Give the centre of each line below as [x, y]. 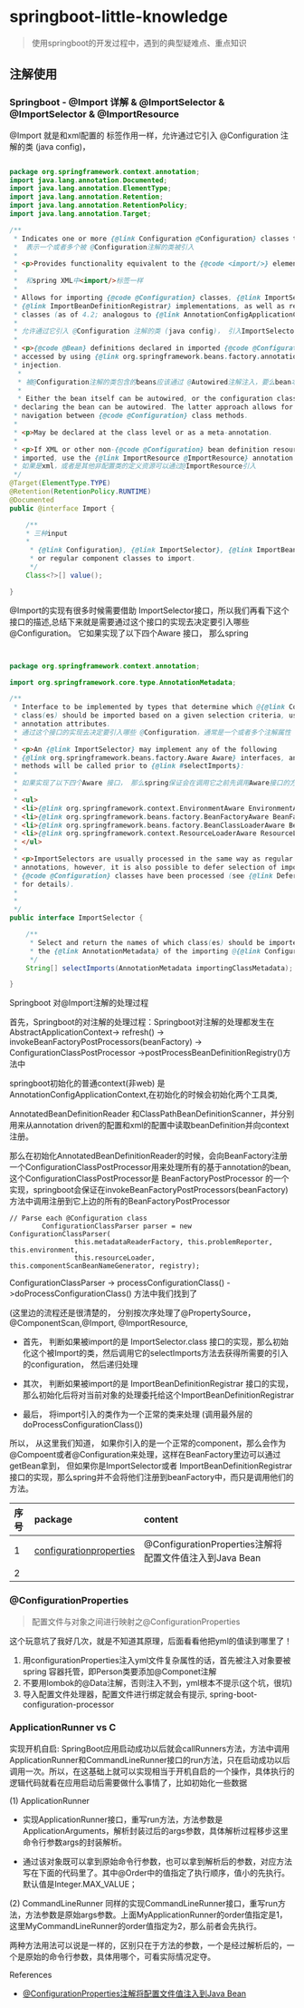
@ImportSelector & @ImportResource [94, 114]
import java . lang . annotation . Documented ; [89, 180]
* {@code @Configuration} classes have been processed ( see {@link [143, 876]
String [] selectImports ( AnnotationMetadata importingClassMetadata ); [160, 968]
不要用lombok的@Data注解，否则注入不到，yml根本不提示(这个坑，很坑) [157, 1682]
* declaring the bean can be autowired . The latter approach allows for [153, 407]
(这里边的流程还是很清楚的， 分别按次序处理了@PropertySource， [133, 1313]
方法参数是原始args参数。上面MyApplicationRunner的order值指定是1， [156, 1915]
